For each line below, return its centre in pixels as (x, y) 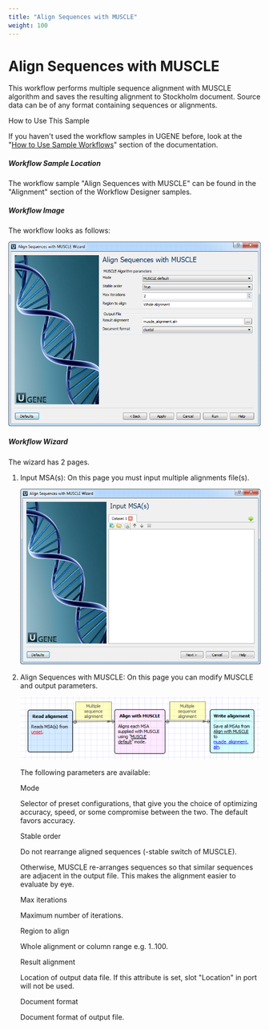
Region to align (44, 931)
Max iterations (44, 900)
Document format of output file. (72, 1017)
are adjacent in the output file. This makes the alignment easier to (128, 876)
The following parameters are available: (85, 772)
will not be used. (47, 986)
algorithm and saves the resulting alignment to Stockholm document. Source (134, 97)
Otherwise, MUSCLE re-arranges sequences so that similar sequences (137, 867)
